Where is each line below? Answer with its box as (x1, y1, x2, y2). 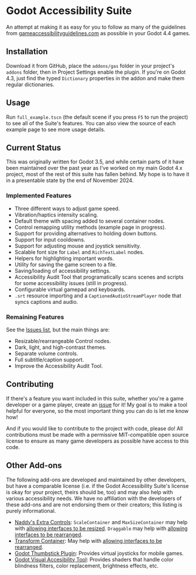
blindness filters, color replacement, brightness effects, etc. (14, 562, 159, 569)
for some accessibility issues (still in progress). (14, 279, 128, 286)
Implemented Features (6, 191, 72, 200)
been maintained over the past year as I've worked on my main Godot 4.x (6, 165, 183, 172)
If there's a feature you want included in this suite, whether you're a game (6, 395, 184, 402)
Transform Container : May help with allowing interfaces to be (14, 537, 163, 544)
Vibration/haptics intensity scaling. (14, 211, 98, 218)
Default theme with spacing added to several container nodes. (14, 217, 165, 224)
